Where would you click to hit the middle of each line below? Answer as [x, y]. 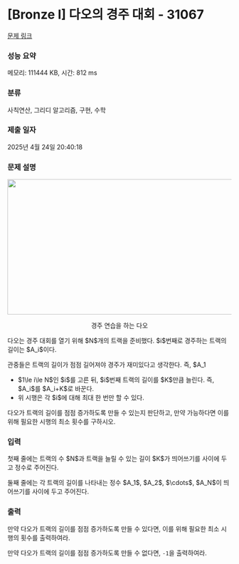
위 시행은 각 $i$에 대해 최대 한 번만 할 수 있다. [81, 398]
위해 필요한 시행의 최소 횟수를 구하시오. [62, 422]
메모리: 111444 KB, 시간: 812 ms [52, 73]
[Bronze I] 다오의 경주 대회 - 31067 [106, 15]
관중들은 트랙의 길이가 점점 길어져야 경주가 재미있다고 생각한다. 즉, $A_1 [107, 365]
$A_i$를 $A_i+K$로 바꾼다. [56, 389]
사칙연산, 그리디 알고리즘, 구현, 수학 [57, 110]
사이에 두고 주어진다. [60, 491]
